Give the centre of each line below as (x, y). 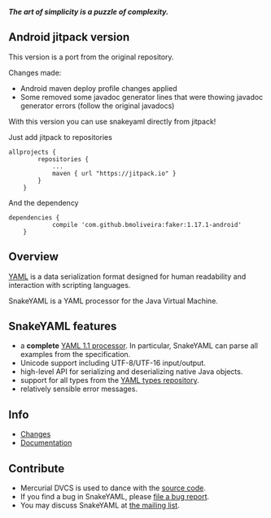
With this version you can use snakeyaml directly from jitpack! (112, 121)
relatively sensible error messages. (79, 389)
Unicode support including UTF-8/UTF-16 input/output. (113, 363)
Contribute (37, 468)
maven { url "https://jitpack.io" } (114, 173)
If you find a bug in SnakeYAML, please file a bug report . (115, 497)
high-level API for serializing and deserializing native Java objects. (131, 372)
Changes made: (35, 72)
